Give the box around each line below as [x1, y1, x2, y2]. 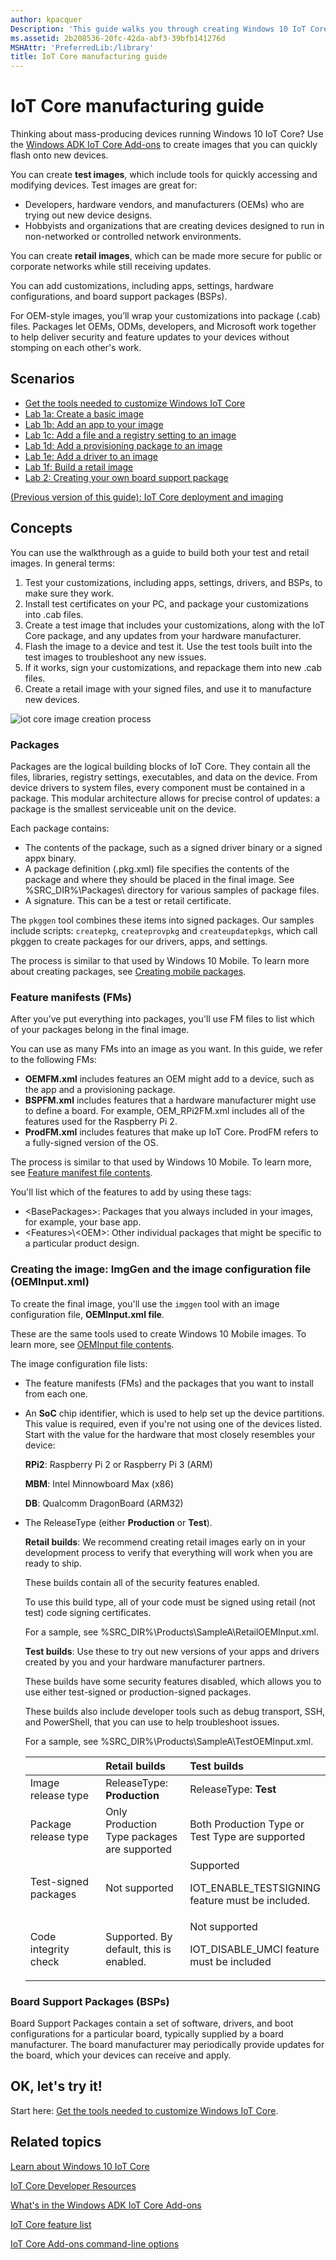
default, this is [105, 1942, 172, 1956]
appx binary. [24, 852, 77, 864]
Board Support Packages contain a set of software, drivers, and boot [10, 2017, 294, 2029]
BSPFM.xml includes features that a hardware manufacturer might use [24, 1094, 317, 1106]
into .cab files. [24, 608, 84, 620]
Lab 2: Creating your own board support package [24, 471, 229, 483]
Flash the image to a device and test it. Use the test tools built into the [24, 640, 313, 652]
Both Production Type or [189, 1817, 305, 1831]
